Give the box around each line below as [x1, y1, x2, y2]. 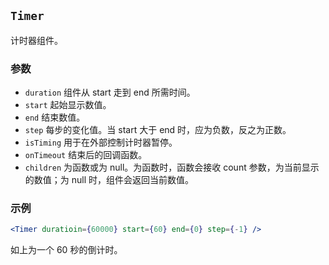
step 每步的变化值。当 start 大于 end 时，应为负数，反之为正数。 [24, 124, 292, 136]
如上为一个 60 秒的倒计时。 [10, 244, 123, 256]
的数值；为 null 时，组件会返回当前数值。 [24, 174, 195, 186]
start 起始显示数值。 [24, 99, 112, 111]
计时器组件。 [10, 34, 63, 46]
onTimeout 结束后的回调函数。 [24, 149, 148, 161]
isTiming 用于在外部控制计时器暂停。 [24, 136, 178, 149]
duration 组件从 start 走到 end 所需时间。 [24, 86, 196, 99]
